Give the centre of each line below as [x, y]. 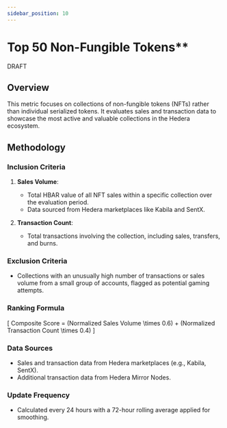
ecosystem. [24, 126]
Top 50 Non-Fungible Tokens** [98, 47]
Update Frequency [39, 395]
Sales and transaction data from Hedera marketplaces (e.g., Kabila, [111, 362]
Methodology [37, 147]
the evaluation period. [58, 202]
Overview [28, 87]
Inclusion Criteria [37, 167]
